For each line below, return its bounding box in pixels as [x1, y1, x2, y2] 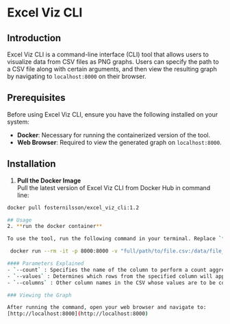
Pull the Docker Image [16, 176, 81, 185]
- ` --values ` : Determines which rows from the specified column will [7, 273, 213, 279]
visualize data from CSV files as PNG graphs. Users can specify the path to [7, 58, 219, 66]
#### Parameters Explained [7, 260, 84, 267]
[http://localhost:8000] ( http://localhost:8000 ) [7, 310, 149, 317]
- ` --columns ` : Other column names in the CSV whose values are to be [7, 279, 216, 286]
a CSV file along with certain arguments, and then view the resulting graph [7, 65, 217, 73]
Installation [7, 158, 56, 170]
